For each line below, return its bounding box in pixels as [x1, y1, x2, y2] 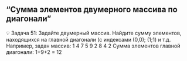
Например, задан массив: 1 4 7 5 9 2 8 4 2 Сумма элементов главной [6, 42, 181, 49]
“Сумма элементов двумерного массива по [6, 5, 178, 15]
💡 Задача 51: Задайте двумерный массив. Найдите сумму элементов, [6, 29, 182, 36]
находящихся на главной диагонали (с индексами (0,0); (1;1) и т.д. [6, 36, 171, 43]
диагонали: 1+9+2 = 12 [6, 48, 62, 55]
